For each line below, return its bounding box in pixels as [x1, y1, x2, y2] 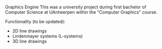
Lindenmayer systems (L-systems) [12, 33, 83, 39]
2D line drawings [12, 28, 47, 33]
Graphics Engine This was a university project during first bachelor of [5, 4, 147, 10]
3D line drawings [12, 38, 47, 44]
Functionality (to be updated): [5, 19, 66, 24]
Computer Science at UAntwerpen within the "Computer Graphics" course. [5, 9, 158, 15]
